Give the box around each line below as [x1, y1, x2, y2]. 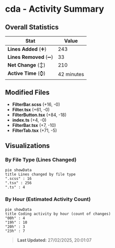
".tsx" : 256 [5, 180, 32, 185]
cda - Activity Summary [5, 3, 104, 15]
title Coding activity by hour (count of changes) [5, 211, 111, 216]
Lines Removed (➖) [7, 54, 53, 60]
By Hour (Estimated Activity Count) [5, 196, 91, 203]
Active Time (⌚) [7, 70, 46, 76]
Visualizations [5, 142, 50, 150]
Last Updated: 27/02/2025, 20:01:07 [17, 237, 92, 243]
